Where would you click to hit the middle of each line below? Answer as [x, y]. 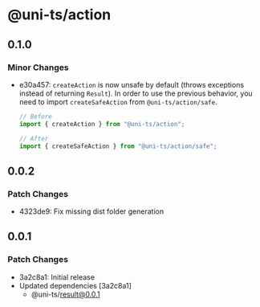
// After [34, 138]
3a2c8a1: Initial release [57, 277]
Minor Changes [38, 68]
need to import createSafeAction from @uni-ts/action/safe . [118, 101]
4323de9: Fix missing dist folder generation [91, 211]
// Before [36, 117]
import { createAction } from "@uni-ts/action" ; [102, 124]
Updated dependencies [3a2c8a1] [75, 285]
